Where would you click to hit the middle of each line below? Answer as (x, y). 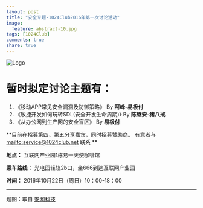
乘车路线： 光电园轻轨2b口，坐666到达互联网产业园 (71, 168)
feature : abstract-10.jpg (44, 29)
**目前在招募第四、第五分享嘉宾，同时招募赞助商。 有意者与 (81, 134)
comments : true (25, 40)
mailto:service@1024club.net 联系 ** (52, 142)
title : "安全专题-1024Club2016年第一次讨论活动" (63, 17)
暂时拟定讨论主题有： (60, 89)
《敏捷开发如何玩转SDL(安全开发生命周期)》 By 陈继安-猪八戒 (90, 114)
